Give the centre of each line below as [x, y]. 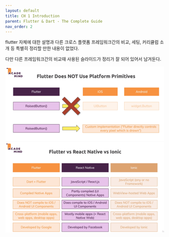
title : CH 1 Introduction [32, 16]
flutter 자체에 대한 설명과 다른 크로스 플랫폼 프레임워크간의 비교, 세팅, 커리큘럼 [82, 42]
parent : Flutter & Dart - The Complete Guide [54, 21]
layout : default [22, 11]
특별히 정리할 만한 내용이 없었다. [47, 48]
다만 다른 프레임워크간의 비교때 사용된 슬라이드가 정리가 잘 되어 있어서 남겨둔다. [83, 59]
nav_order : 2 [19, 27]
